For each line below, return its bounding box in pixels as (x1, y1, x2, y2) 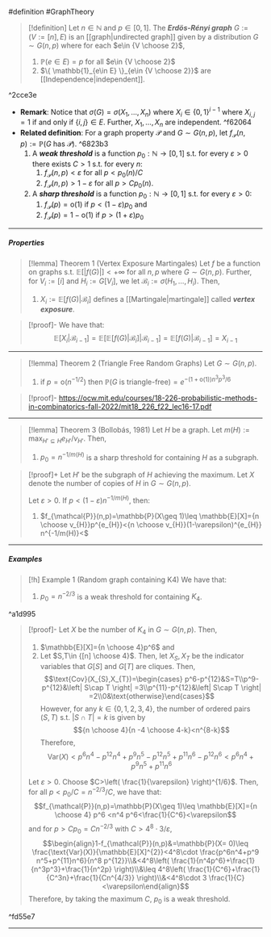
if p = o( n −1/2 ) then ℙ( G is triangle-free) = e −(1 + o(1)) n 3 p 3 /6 (40, 374, 231, 387)
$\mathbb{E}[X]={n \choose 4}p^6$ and (40, 642, 175, 652)
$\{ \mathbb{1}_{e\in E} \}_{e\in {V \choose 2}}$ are (40, 66, 212, 75)
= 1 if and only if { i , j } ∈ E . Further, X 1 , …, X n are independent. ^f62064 (19, 117, 252, 129)
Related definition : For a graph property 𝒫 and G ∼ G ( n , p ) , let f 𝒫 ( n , (19, 128, 246, 140)
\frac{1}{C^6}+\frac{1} (187, 864, 261, 874)
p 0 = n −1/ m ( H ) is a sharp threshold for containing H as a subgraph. (40, 451, 260, 463)
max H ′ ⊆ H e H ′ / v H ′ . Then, (27, 433, 107, 445)
